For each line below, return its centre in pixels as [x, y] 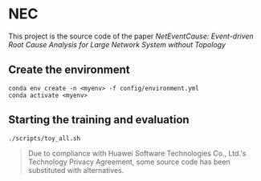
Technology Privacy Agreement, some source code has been [129, 162]
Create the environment [69, 70]
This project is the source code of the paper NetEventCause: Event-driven [131, 36]
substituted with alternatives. [76, 170]
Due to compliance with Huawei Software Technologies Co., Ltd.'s [137, 153]
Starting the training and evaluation [99, 120]
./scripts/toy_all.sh [45, 138]
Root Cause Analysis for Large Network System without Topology [117, 44]
